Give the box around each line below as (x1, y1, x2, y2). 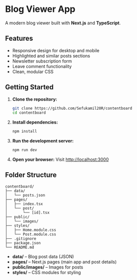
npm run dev (12, 147, 37, 152)
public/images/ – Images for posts (12, 264, 83, 270)
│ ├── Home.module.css (5, 227, 56, 232)
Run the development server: (12, 138, 74, 144)
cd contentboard (12, 110, 46, 115)
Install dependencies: (12, 119, 58, 125)
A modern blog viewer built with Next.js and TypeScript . (5, 20, 121, 26)
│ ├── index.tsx (5, 201, 43, 207)
